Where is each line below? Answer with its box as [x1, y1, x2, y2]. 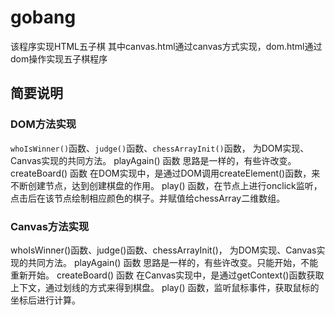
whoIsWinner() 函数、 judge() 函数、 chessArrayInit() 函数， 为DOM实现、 [10, 142, 310, 154]
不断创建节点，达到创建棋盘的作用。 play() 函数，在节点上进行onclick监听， [10, 179, 323, 191]
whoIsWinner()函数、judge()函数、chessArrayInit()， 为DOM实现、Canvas [10, 244, 317, 256]
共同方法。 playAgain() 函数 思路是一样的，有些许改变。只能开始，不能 [27, 256, 319, 268]
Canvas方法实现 [10, 219, 90, 233]
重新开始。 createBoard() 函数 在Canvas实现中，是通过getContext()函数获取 [10, 269, 325, 281]
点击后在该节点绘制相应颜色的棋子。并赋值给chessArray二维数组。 [10, 192, 286, 204]
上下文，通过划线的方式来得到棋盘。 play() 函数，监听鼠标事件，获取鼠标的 [10, 281, 320, 293]
